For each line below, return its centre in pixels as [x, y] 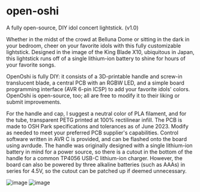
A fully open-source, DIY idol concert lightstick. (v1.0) [72, 28]
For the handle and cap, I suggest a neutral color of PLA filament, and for [96, 113]
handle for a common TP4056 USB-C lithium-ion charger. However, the [95, 158]
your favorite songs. [31, 65]
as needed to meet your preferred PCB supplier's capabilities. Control [92, 133]
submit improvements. [34, 102]
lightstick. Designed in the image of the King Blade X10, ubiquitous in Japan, [100, 52]
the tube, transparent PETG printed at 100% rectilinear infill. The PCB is [94, 120]
